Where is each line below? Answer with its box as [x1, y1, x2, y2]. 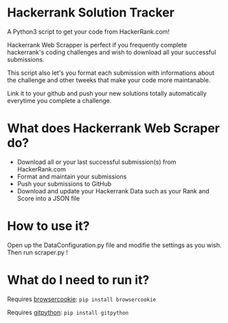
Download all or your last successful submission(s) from [16, 158, 176, 166]
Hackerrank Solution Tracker [7, 5, 175, 21]
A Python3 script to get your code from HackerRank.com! [7, 27, 170, 36]
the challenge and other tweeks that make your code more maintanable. [7, 75, 211, 84]
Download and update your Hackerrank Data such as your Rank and [16, 187, 209, 195]
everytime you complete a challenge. [7, 96, 112, 104]
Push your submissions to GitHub [16, 180, 112, 188]
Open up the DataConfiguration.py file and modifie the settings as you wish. [7, 241, 222, 249]
